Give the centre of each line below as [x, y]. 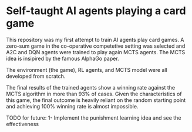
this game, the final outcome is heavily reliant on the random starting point [96, 100]
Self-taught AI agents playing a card [96, 11]
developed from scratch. [36, 76]
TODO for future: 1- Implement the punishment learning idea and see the [94, 118]
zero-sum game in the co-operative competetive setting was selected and [96, 46]
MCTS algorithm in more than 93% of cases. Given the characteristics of [94, 94]
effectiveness [23, 124]
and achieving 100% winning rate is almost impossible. [72, 106]
